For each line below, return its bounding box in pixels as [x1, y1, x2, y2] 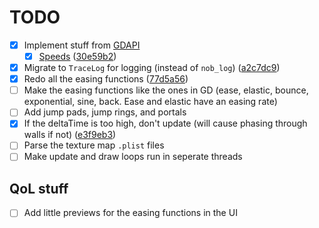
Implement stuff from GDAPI [23, 39, 141, 51]
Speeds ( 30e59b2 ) [38, 51, 117, 62]
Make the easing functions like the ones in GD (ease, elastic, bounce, [23, 84, 309, 96]
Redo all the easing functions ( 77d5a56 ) [23, 73, 189, 85]
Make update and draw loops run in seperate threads [23, 151, 243, 163]
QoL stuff [9, 180, 69, 197]
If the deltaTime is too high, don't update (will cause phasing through [23, 117, 308, 130]
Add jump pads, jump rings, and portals [23, 106, 187, 118]
